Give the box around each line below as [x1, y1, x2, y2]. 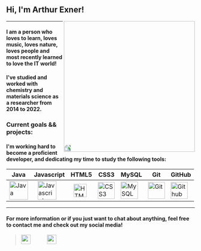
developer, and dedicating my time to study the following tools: [6, 155, 166, 163]
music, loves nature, [6, 41, 58, 48]
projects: [6, 128, 33, 136]
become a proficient [6, 149, 58, 156]
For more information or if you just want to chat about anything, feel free [6, 215, 190, 222]
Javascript [33, 170, 65, 179]
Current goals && [6, 120, 57, 128]
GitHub [170, 170, 191, 179]
